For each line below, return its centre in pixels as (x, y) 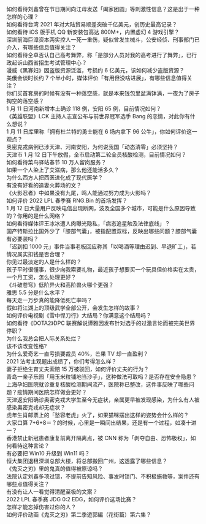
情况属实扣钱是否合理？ (36, 254)
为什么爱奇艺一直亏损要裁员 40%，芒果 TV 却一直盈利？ (78, 354)
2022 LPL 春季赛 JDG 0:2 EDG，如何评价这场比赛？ (71, 499)
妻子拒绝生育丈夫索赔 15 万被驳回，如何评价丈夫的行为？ (78, 369)
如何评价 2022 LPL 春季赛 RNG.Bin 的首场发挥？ (67, 200)
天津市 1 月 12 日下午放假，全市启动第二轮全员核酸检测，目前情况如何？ (97, 154)
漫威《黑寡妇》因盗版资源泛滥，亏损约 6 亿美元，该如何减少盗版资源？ (96, 70)
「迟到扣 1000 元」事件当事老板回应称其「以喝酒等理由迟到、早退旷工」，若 (101, 246)
